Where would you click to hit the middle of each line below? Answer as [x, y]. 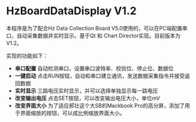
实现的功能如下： [27, 55]
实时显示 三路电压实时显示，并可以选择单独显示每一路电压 [86, 90]
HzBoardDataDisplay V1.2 [71, 11]
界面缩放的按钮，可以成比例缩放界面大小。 [73, 113]
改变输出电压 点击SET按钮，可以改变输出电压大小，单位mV [87, 98]
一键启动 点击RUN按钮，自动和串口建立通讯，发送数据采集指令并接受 [100, 76]
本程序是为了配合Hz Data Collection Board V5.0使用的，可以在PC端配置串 [97, 28]
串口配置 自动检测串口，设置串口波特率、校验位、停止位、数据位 [94, 68]
